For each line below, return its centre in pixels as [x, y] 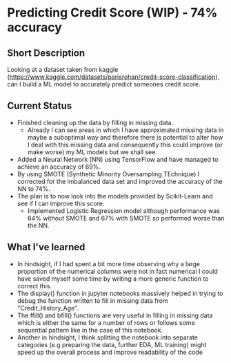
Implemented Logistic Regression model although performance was [124, 211]
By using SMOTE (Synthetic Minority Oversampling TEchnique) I [108, 174]
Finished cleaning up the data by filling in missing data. [95, 122]
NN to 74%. [33, 189]
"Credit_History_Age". [48, 308]
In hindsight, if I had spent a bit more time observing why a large [108, 263]
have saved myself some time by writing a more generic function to [113, 279]
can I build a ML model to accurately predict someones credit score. [104, 84]
